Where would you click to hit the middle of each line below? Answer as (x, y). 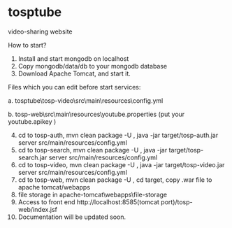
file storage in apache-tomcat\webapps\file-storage (93, 194)
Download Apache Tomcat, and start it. (74, 73)
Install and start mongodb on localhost (73, 58)
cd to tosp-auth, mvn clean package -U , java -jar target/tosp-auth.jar (118, 135)
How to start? (27, 45)
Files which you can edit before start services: (74, 87)
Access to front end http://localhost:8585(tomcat (89, 202)
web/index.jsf (38, 209)
